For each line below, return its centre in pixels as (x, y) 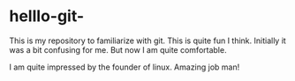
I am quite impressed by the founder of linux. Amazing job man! (125, 67)
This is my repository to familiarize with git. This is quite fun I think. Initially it (148, 40)
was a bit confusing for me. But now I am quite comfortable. (118, 49)
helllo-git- (47, 16)
